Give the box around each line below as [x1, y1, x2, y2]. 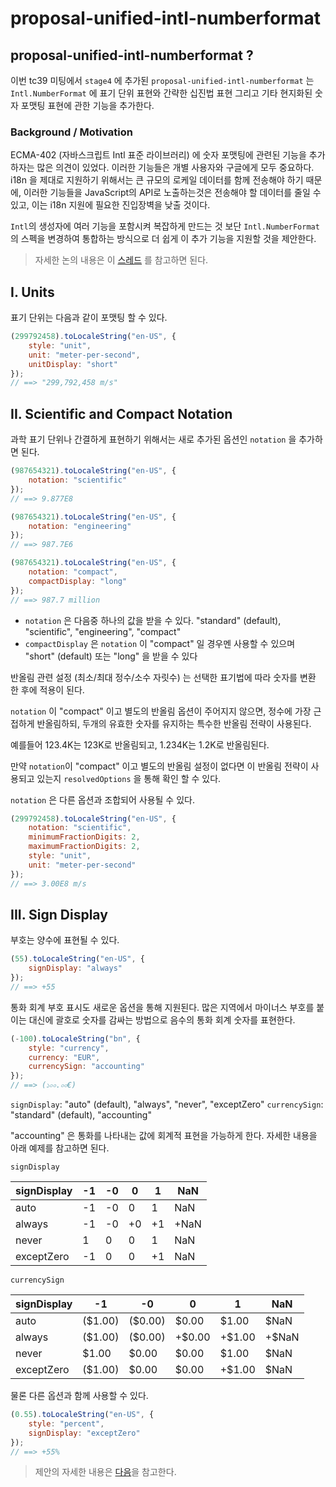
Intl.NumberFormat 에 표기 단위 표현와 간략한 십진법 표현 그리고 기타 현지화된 [10, 87, 313, 99]
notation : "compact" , [28, 567, 118, 577]
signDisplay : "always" [28, 963, 123, 974]
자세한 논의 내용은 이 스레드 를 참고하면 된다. [34, 254, 209, 266]
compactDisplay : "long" [28, 576, 128, 586]
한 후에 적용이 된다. [10, 683, 85, 696]
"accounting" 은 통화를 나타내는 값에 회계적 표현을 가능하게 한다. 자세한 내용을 [10, 1130, 318, 1142]
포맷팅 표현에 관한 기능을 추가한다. [20, 100, 155, 111]
